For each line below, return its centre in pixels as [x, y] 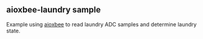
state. [13, 31]
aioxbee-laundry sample [54, 10]
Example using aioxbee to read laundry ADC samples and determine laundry [101, 24]
